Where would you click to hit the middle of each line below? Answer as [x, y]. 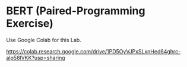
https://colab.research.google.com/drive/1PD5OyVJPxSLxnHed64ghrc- [93, 51]
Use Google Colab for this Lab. [44, 40]
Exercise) [30, 23]
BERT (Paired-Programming [76, 11]
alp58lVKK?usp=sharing [36, 58]
